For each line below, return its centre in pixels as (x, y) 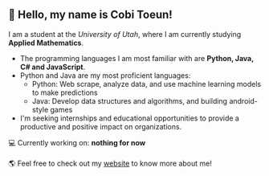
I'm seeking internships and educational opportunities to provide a (129, 118)
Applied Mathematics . (46, 43)
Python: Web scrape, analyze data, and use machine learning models (147, 84)
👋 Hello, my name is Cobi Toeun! (90, 15)
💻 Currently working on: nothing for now (77, 142)
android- (243, 100)
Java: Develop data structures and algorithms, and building (129, 100)
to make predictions (65, 92)
